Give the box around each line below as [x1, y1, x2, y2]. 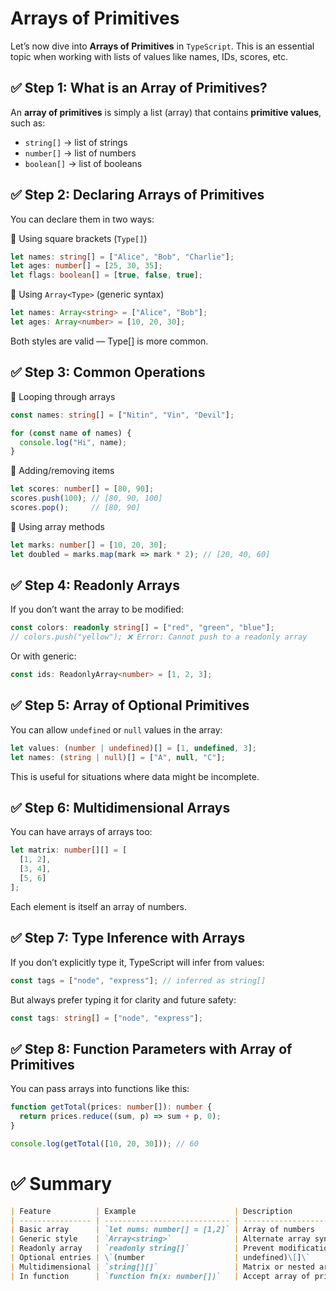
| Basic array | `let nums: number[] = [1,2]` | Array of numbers [10, 1225, 315, 1235]
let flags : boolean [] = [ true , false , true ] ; [10, 270, 203, 281]
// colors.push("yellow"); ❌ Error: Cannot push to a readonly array [10, 632, 308, 642]
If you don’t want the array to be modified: [10, 603, 184, 616]
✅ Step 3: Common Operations [10, 364, 206, 381]
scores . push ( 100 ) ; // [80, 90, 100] [10, 493, 163, 504]
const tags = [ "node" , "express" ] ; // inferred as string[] [10, 975, 267, 986]
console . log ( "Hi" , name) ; [19, 437, 128, 447]
